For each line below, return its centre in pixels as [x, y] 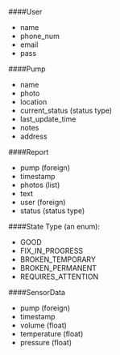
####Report [29, 152]
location [33, 102]
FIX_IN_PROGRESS [51, 251]
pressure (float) [46, 342]
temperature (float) [52, 334]
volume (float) [43, 325]
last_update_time [48, 119]
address [33, 136]
